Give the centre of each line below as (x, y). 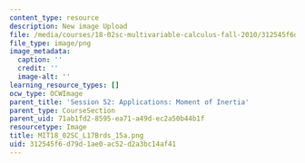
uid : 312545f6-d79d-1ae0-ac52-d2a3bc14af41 (93, 144)
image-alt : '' (44, 77)
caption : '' (40, 60)
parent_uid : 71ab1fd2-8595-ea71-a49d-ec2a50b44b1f (107, 119)
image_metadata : (40, 52)
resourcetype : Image (49, 128)
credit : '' (38, 69)
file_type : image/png (50, 43)
